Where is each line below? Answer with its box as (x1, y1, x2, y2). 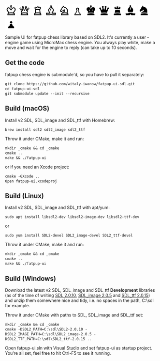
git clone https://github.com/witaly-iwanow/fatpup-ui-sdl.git (5, 81, 135, 86)
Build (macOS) (5, 104, 50, 113)
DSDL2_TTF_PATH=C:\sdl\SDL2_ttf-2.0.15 (5, 337, 86, 342)
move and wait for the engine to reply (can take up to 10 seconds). (5, 45, 137, 50)
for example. (5, 303, 30, 309)
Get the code (5, 59, 45, 67)
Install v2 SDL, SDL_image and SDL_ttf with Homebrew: (5, 117, 115, 123)
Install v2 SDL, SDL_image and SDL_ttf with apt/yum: (5, 204, 110, 210)
